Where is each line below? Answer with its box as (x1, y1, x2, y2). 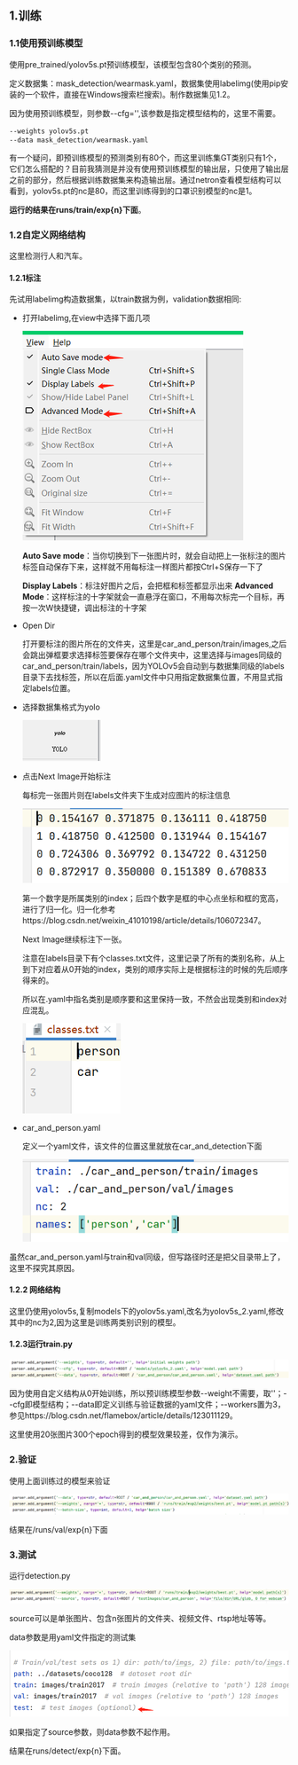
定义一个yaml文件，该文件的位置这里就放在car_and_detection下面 (21, 1141, 263, 1151)
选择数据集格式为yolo (21, 702, 100, 712)
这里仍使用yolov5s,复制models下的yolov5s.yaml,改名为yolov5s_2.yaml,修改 (9, 1306, 285, 1316)
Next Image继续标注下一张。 (21, 934, 127, 945)
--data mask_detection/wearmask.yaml (9, 136, 149, 145)
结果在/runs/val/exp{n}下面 (9, 1524, 108, 1534)
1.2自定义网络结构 (9, 229, 86, 241)
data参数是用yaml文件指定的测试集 (9, 1632, 137, 1643)
